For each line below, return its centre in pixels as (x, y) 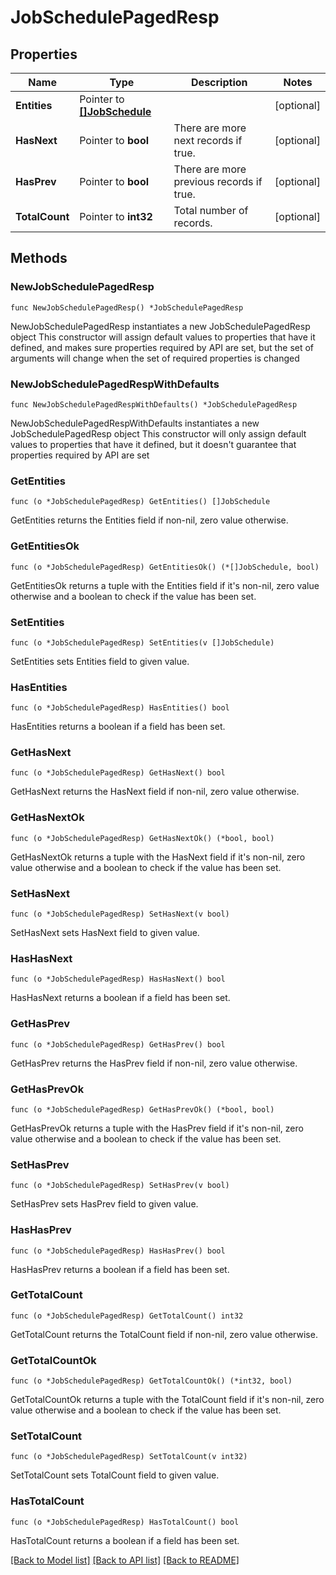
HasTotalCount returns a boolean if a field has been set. (125, 1540)
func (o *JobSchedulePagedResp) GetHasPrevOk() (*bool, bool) (142, 1109)
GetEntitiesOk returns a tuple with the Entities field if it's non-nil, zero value (165, 585)
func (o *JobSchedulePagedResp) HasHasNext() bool (118, 979)
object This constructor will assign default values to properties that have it (163, 337)
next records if (208, 140)
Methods (39, 258)
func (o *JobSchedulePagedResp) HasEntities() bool (120, 708)
